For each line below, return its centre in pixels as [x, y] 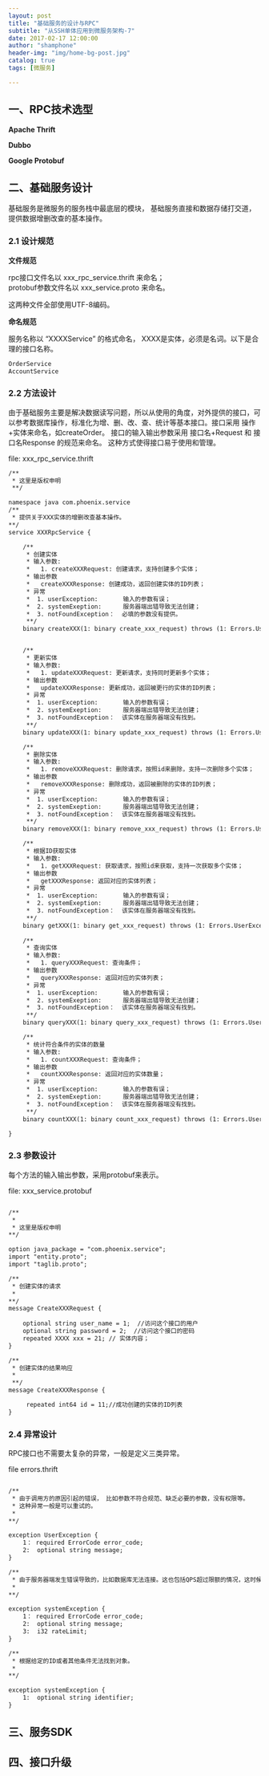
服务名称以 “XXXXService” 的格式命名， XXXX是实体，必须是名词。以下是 [130, 339]
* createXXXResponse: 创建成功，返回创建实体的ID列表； [116, 584]
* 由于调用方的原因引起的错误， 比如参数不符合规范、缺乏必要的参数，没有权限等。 [130, 1498]
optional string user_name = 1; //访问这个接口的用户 [110, 1324]
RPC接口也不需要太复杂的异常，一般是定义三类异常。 [96, 1453]
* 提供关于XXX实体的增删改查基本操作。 [68, 518]
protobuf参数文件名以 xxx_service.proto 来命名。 [89, 287]
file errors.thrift [33, 1469]
